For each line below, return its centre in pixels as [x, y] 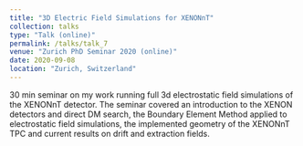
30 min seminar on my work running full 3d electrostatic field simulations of [151, 94]
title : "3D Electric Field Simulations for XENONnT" [112, 18]
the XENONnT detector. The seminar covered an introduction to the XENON [151, 104]
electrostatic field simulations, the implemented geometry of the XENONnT [150, 123]
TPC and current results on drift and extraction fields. [110, 133]
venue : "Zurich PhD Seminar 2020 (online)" [94, 52]
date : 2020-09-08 [42, 60]
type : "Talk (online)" [52, 35]
